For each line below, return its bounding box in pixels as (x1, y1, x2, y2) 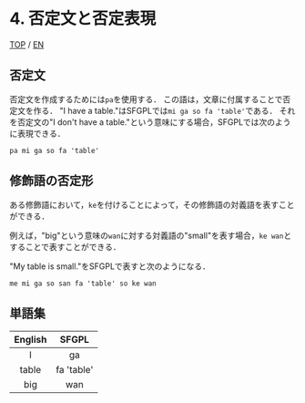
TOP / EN (9, 38, 45, 50)
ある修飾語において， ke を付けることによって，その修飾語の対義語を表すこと (9, 199, 295, 210)
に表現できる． (9, 128, 66, 139)
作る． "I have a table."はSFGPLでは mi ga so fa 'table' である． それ (33, 105, 296, 116)
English (14, 334, 47, 346)
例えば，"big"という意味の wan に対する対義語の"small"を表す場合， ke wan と (9, 230, 292, 241)
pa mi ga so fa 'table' (9, 146, 100, 155)
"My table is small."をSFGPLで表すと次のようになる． (9, 261, 211, 272)
